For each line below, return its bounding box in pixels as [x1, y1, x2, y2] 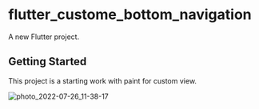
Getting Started [8, 55, 87, 68]
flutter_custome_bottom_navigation [8, 6, 252, 24]
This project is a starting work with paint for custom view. [8, 76, 197, 85]
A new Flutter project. [8, 32, 80, 41]
